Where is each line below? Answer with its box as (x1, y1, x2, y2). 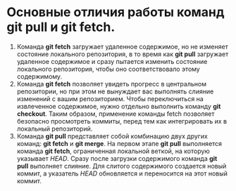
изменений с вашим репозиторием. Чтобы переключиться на (16, 94, 204, 103)
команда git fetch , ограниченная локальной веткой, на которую (16, 147, 211, 155)
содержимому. (16, 72, 63, 81)
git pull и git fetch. (6, 19, 116, 35)
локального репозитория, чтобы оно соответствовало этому (16, 65, 200, 73)
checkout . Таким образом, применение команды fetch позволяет (16, 110, 215, 118)
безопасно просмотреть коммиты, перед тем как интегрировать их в (16, 117, 227, 125)
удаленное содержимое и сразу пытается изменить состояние (16, 57, 208, 65)
